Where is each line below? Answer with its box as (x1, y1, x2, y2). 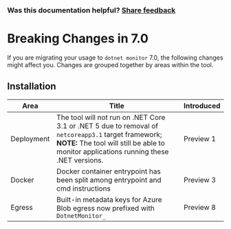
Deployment (10, 134, 50, 143)
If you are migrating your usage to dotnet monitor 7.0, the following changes (7, 53, 223, 62)
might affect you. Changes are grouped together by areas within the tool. (7, 60, 214, 69)
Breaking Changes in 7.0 (7, 31, 149, 47)
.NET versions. (56, 155, 104, 165)
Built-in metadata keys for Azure (56, 195, 162, 204)
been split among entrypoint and (56, 175, 162, 184)
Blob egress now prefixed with (56, 203, 155, 213)
